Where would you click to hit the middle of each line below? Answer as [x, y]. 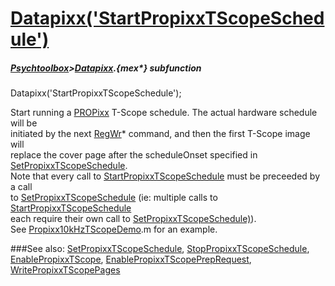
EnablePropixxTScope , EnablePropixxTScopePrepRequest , [131, 259]
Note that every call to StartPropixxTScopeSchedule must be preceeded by [165, 176]
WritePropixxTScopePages [65, 270]
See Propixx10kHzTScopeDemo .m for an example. [114, 229]
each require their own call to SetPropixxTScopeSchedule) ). [133, 219]
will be [24, 123]
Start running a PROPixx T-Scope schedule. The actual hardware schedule [164, 113]
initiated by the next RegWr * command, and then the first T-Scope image [160, 134]
